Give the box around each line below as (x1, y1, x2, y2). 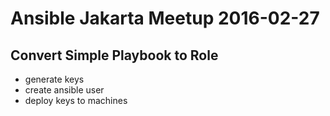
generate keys (24, 73, 85, 85)
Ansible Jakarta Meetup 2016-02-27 (10, 7, 320, 30)
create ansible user (24, 84, 105, 96)
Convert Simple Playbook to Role (10, 47, 219, 64)
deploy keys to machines (24, 95, 128, 106)
